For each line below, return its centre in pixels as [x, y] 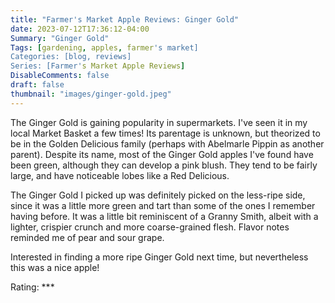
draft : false [37, 85]
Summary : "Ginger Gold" [60, 38]
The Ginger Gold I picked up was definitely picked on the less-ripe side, [158, 195]
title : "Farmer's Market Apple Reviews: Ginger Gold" [125, 19]
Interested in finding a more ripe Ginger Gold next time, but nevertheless [159, 257]
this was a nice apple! [55, 267]
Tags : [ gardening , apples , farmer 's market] [104, 47]
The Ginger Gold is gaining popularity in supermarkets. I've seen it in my [159, 122]
